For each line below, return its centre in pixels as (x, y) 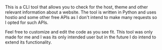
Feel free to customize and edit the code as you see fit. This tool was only (79, 32)
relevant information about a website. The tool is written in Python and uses (81, 12)
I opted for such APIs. (27, 22)
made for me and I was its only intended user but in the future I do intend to (81, 37)
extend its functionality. (28, 42)
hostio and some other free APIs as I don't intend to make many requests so (81, 17)
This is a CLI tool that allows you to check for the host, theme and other (77, 7)
